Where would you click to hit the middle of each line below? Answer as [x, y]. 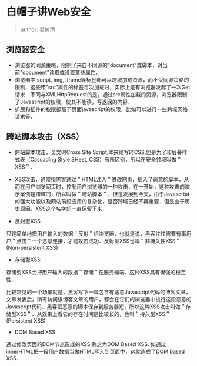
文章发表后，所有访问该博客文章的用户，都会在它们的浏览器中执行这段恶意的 [99, 299]
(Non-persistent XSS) [32, 247]
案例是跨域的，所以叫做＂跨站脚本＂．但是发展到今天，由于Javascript [105, 194]
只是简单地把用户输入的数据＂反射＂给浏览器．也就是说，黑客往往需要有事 [96, 233]
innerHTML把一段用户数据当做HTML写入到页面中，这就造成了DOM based [96, 351]
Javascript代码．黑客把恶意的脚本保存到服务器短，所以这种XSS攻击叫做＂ [96, 307]
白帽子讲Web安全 [49, 12]
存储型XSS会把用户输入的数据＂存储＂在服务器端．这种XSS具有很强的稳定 [96, 272]
